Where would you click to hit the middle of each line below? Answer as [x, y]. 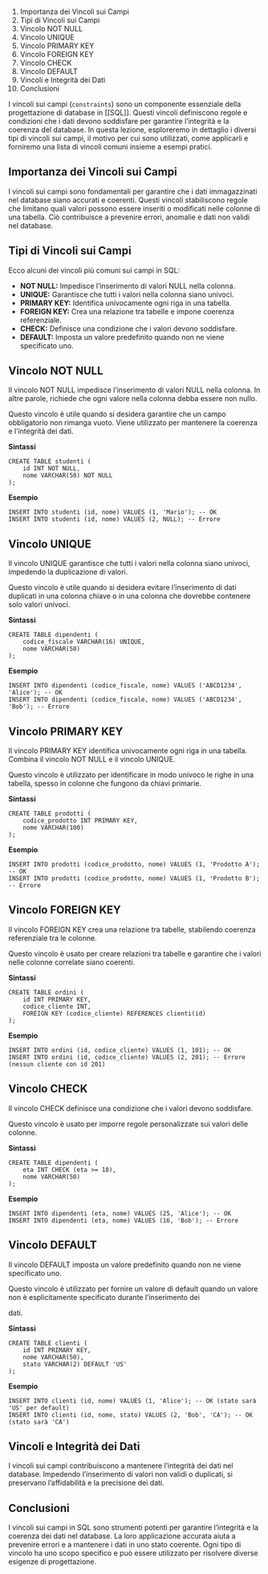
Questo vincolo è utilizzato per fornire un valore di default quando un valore [133, 1289]
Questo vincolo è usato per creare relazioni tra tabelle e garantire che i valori [135, 953]
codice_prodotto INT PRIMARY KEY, [80, 821]
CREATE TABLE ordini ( [46, 992]
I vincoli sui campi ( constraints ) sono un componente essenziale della [125, 104]
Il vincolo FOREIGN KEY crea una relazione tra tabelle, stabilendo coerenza [132, 929]
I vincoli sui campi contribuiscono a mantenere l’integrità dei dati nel [121, 1465]
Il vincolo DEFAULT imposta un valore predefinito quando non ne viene [125, 1265]
